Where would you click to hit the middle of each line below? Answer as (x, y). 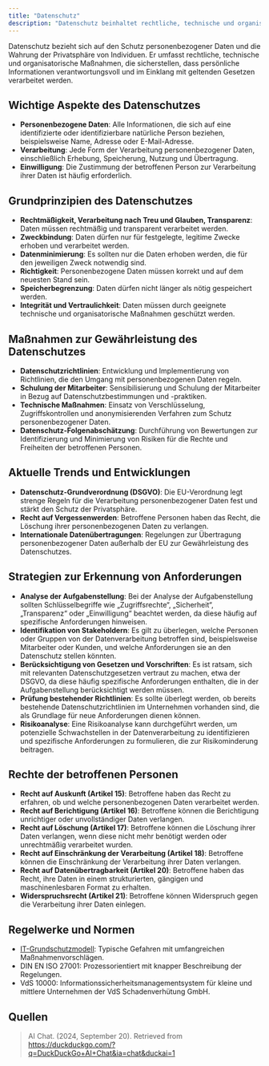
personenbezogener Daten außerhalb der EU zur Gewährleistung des (134, 543)
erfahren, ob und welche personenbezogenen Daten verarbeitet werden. (140, 802)
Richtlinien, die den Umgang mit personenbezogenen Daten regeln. (130, 379)
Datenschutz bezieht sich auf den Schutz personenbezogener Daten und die (134, 46)
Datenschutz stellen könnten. (68, 656)
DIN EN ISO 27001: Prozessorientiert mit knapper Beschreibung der (131, 966)
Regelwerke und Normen (72, 929)
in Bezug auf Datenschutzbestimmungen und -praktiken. (113, 396)
